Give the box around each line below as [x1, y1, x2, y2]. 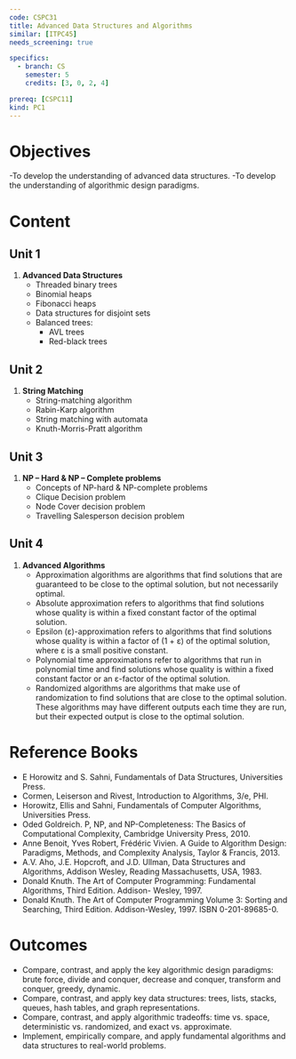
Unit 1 [9, 246, 41, 262]
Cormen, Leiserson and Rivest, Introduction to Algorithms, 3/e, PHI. [21, 790, 269, 801]
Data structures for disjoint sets [35, 308, 151, 318]
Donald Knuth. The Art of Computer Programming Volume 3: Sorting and [21, 895, 288, 905]
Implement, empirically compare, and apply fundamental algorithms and [21, 1031, 286, 1041]
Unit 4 [9, 536, 44, 551]
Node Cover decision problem [35, 501, 146, 512]
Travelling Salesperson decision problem [35, 510, 185, 521]
